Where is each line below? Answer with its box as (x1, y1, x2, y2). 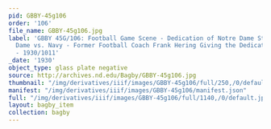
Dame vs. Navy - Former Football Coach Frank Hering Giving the (15, 42, 236, 50)
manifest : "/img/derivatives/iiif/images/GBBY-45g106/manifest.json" (8, 86, 248, 95)
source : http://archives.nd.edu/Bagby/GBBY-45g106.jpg (8, 71, 197, 79)
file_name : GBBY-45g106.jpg (8, 26, 103, 34)
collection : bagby (8, 109, 70, 117)
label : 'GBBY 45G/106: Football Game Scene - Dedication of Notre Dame (8, 34, 254, 42)
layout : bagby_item (8, 101, 74, 109)
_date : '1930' (8, 57, 56, 65)
